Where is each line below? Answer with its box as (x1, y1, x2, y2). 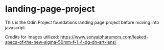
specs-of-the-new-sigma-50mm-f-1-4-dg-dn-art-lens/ (5, 39, 117, 45)
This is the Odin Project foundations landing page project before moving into (5, 19, 159, 25)
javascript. (5, 24, 26, 30)
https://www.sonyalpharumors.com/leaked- (60, 34, 148, 40)
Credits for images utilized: (5, 34, 60, 40)
